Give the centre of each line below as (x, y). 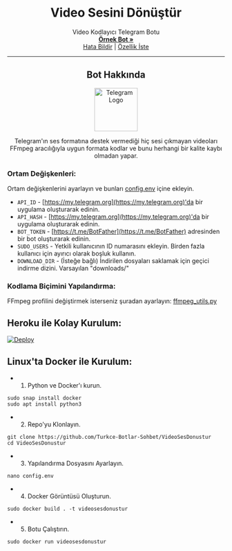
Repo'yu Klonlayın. (54, 424)
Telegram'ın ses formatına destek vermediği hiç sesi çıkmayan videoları (116, 141)
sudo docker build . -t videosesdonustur (68, 509)
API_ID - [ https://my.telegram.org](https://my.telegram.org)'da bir (110, 202)
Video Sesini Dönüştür (116, 13)
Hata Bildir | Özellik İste (116, 46)
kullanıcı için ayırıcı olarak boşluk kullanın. (77, 253)
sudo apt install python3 (44, 404)
